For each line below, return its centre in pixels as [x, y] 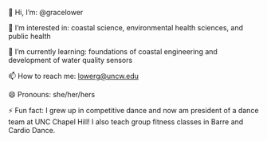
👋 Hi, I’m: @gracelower [46, 12]
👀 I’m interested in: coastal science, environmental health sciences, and [126, 27]
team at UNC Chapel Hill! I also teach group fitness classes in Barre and [126, 122]
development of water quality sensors [71, 60]
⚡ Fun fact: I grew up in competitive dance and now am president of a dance [133, 110]
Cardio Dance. [32, 130]
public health [30, 36]
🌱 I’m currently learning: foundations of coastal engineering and [113, 51]
